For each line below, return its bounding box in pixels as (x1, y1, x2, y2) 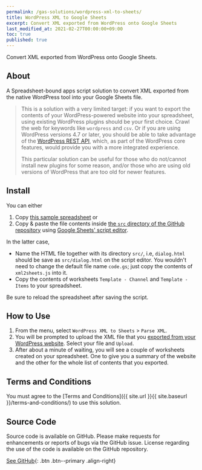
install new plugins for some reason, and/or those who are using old (21, 161, 191, 169)
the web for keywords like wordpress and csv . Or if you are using (21, 124, 181, 132)
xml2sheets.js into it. (15, 269, 68, 276)
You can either (6, 202, 43, 209)
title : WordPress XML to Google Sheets (6, 14, 107, 21)
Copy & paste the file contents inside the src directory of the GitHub (15, 220, 185, 227)
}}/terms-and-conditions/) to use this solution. (6, 399, 122, 407)
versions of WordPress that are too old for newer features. (21, 168, 166, 175)
